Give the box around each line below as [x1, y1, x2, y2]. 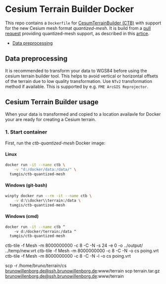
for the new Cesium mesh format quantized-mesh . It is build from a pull [5, 25, 151, 31]
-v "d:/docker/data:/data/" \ [14, 167, 77, 172]
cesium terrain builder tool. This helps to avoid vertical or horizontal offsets [5, 73, 159, 79]
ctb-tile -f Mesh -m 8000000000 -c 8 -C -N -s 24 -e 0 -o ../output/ [5, 242, 143, 249]
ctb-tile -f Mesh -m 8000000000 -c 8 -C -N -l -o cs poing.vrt [5, 253, 131, 259]
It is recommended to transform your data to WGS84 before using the [5, 68, 147, 73]
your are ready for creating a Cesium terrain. [5, 116, 96, 122]
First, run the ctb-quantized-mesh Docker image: [5, 140, 106, 146]
